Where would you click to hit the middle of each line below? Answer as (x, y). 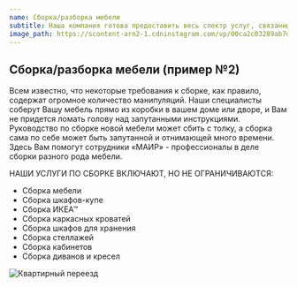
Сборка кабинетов (57, 247)
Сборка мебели (52, 191)
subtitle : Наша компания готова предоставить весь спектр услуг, (132, 26)
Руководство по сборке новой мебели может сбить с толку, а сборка (141, 128)
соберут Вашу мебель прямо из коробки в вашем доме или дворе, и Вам (148, 110)
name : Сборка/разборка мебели (65, 17)
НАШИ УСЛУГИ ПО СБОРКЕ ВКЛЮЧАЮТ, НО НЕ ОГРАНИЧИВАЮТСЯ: (141, 174)
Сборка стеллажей (58, 238)
